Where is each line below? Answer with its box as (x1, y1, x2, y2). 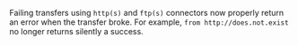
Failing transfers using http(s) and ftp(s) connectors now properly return (9, 8, 285, 18)
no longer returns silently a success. (9, 26, 144, 36)
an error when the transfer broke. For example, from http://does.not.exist (9, 17, 289, 27)
